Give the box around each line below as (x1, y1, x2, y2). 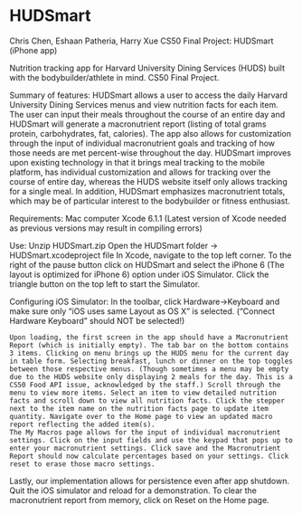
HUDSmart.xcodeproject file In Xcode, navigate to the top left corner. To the (9, 250, 292, 261)
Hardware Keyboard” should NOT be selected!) (9, 315, 185, 326)
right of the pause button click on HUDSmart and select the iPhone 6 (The (9, 259, 285, 270)
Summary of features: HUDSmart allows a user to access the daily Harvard (9, 90, 288, 100)
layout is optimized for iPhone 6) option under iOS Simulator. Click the (9, 269, 269, 280)
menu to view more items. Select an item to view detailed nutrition (9, 388, 278, 397)
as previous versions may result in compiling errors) (9, 223, 203, 233)
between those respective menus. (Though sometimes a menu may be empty (9, 364, 289, 374)
